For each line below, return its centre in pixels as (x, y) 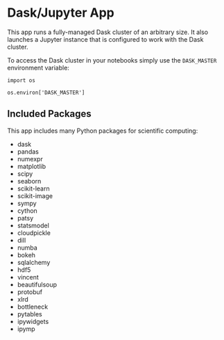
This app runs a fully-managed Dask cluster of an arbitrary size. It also (108, 32)
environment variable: (38, 67)
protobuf (30, 292)
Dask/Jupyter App (61, 13)
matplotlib (32, 166)
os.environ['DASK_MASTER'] (46, 92)
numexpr (30, 159)
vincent (28, 277)
